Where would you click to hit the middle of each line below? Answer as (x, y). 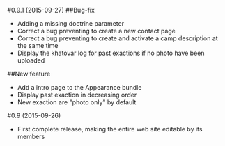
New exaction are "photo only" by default (77, 102)
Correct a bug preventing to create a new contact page (96, 31)
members (31, 136)
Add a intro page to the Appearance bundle (79, 87)
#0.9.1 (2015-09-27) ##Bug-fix (51, 10)
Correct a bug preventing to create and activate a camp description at (117, 38)
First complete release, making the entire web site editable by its (110, 129)
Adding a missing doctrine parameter (70, 23)
